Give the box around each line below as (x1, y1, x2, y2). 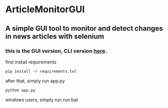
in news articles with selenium (5, 32, 104, 40)
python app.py (5, 88, 36, 93)
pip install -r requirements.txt (5, 69, 77, 74)
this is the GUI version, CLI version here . (5, 47, 108, 54)
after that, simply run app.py (5, 78, 65, 84)
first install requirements (5, 59, 57, 65)
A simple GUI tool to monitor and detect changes (5, 24, 163, 33)
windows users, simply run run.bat (5, 96, 78, 103)
